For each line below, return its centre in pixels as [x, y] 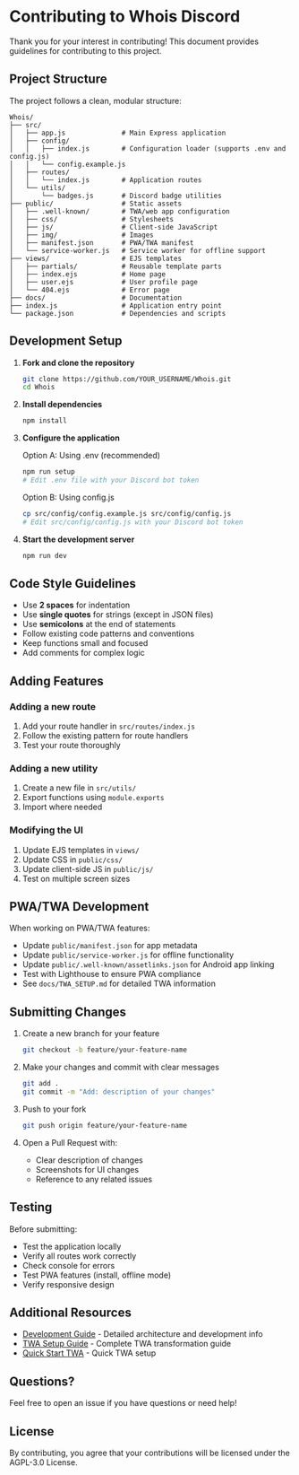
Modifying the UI [46, 830]
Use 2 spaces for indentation [76, 605]
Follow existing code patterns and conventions [108, 633]
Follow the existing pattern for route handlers [105, 736]
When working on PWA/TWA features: [80, 928]
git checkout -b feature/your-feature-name [105, 1050]
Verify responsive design [68, 1284]
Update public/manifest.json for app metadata [110, 946]
